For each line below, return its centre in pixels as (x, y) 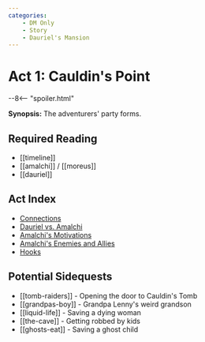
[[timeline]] (37, 158)
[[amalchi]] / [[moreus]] (58, 166)
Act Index (32, 199)
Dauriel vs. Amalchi (51, 227)
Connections (40, 218)
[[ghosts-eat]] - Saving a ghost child (79, 329)
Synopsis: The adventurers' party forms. (75, 114)
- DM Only (39, 23)
